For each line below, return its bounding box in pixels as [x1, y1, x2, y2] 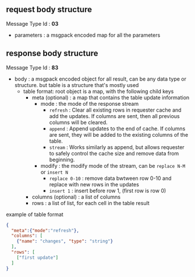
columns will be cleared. [49, 119, 108, 126]
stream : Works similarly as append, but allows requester [49, 143, 185, 151]
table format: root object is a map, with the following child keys [23, 88, 174, 95]
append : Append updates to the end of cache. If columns [49, 125, 186, 132]
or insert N [40, 168, 69, 175]
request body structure [6, 5, 92, 15]
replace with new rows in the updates [49, 181, 140, 188]
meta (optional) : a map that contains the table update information [31, 94, 190, 101]
